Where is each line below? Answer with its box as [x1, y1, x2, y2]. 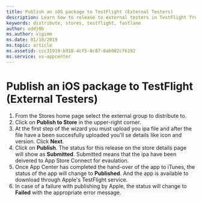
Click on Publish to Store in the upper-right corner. [14, 118, 141, 126]
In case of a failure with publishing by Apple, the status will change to [14, 182, 188, 189]
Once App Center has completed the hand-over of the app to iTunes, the [14, 163, 195, 170]
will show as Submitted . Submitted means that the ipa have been [14, 150, 177, 158]
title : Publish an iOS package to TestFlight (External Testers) [6, 8, 173, 15]
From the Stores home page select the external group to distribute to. [14, 112, 187, 119]
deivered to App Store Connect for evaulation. [14, 157, 129, 164]
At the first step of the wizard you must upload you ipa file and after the [14, 124, 192, 132]
